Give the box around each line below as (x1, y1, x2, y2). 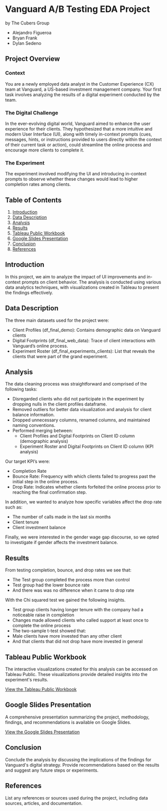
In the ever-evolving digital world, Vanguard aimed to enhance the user (5, 121, 151, 127)
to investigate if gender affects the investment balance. (5, 540, 118, 545)
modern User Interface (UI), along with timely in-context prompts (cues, (5, 131, 153, 137)
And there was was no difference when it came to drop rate (12, 587, 134, 593)
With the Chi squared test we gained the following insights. (5, 597, 126, 603)
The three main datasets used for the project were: (5, 317, 109, 323)
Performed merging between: (12, 427, 73, 434)
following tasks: (5, 386, 37, 392)
